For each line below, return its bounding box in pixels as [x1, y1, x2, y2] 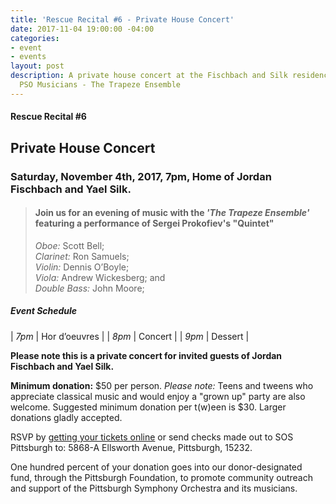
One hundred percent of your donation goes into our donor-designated [10, 461, 303, 473]
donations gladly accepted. [10, 411, 123, 423]
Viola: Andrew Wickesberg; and [34, 271, 166, 283]
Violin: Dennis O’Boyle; [34, 261, 130, 273]
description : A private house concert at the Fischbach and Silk [10, 71, 288, 81]
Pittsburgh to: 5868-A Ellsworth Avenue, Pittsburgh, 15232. [10, 441, 253, 453]
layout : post [10, 61, 65, 71]
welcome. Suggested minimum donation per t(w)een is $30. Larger [10, 401, 287, 413]
